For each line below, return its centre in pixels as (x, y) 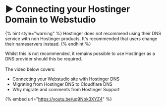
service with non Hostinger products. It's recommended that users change (81, 39)
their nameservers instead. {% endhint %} (48, 44)
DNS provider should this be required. (44, 58)
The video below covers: (30, 69)
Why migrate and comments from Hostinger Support (66, 89)
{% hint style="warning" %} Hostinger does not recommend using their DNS (83, 33)
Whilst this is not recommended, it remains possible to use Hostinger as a (80, 53)
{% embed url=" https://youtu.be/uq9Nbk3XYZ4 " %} (59, 99)
